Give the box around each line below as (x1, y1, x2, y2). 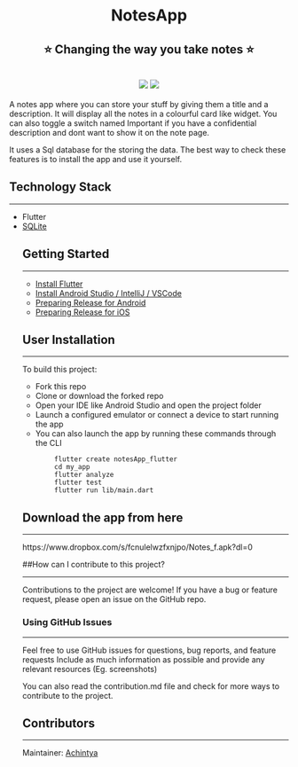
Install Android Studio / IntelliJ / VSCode (35, 287, 182, 298)
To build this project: (21, 364, 98, 375)
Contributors (21, 716, 96, 731)
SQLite (21, 221, 47, 231)
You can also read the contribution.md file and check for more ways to (21, 680, 280, 692)
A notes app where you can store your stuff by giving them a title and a (9, 99, 269, 109)
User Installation (21, 333, 115, 348)
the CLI (35, 438, 62, 449)
